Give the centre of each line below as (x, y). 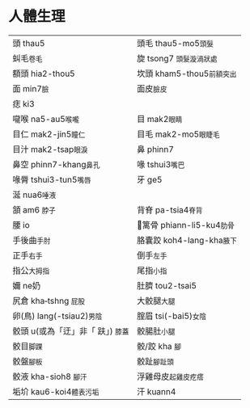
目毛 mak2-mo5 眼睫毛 (178, 134)
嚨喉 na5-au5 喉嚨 (46, 119)
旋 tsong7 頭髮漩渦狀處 (177, 58)
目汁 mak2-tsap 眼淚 (50, 149)
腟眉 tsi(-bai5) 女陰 (172, 316)
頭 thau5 (29, 43)
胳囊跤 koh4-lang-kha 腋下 (187, 240)
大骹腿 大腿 (156, 301)
